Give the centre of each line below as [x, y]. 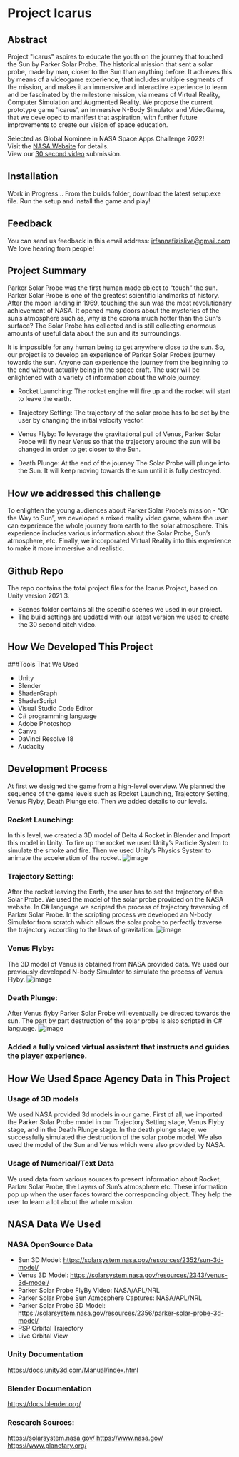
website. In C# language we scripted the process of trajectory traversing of [118, 907]
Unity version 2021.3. [39, 596]
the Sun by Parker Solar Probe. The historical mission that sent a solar [110, 64]
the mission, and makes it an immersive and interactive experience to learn [117, 87]
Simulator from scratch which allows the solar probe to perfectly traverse [115, 922]
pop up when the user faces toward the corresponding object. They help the [119, 1194]
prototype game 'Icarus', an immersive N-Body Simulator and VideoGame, [116, 110]
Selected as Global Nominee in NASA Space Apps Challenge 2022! [106, 138]
